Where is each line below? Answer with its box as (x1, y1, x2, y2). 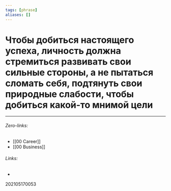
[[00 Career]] (12, 138, 41, 144)
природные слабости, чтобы (5, 88, 134, 100)
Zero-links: (5, 123, 28, 129)
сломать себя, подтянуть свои (5, 77, 142, 89)
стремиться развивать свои (5, 56, 131, 67)
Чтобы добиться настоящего (5, 34, 134, 46)
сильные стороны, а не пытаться (5, 67, 154, 78)
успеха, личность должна (5, 45, 121, 57)
